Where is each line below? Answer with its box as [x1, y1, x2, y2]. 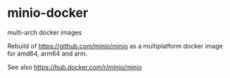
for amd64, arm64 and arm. [7, 49, 88, 58]
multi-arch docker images [7, 28, 82, 37]
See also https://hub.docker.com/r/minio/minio [7, 63, 142, 71]
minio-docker [7, 5, 89, 21]
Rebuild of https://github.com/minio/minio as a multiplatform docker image [7, 41, 223, 50]
